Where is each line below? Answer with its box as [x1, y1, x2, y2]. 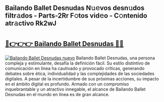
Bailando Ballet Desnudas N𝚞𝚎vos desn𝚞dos [5, 4, 144, 12]
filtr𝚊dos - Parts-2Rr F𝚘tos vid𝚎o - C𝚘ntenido [5, 12, 148, 20]
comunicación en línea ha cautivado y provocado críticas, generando [5, 66, 145, 71]
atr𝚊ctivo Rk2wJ [5, 19, 57, 27]
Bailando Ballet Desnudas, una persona [75, 55, 155, 61]
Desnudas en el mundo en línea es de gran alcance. [5, 92, 110, 97]
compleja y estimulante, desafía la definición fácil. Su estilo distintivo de [5, 60, 150, 66]
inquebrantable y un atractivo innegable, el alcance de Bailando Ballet [5, 86, 146, 92]
